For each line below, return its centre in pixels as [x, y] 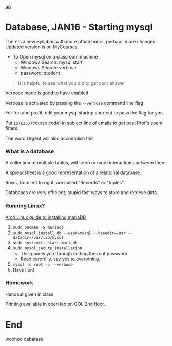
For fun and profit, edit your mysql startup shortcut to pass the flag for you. [85, 113]
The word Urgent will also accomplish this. [50, 138]
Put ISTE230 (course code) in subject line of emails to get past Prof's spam [84, 123]
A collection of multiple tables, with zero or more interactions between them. [86, 163]
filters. [12, 128]
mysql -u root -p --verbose [43, 265]
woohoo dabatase [24, 339]
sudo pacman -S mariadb [38, 227]
